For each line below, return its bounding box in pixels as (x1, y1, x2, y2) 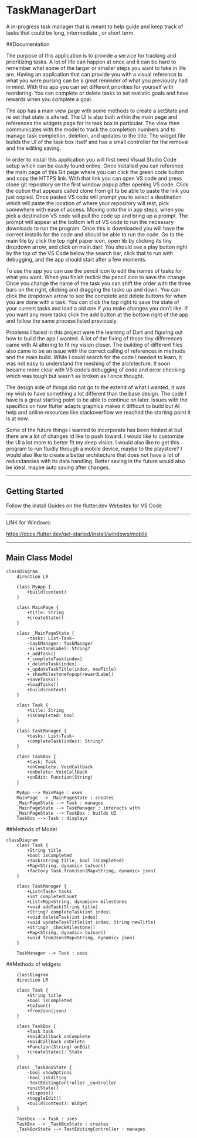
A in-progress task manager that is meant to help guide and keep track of (6, 23, 184, 30)
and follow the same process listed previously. (6, 317, 118, 324)
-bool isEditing (27, 1075, 67, 1080)
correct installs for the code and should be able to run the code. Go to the (6, 230, 184, 238)
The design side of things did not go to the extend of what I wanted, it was (6, 383, 186, 391)
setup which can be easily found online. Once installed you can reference (6, 162, 184, 169)
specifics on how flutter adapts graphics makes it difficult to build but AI (6, 402, 180, 409)
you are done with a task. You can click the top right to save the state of (6, 298, 180, 306)
